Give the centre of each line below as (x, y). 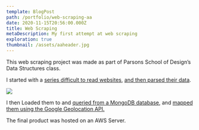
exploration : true (29, 39)
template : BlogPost (30, 12)
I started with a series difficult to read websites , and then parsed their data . (99, 80)
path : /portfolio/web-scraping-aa (49, 17)
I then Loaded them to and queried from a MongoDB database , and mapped (99, 103)
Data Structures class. (33, 68)
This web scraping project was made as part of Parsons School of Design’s (99, 62)
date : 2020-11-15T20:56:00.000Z (46, 23)
